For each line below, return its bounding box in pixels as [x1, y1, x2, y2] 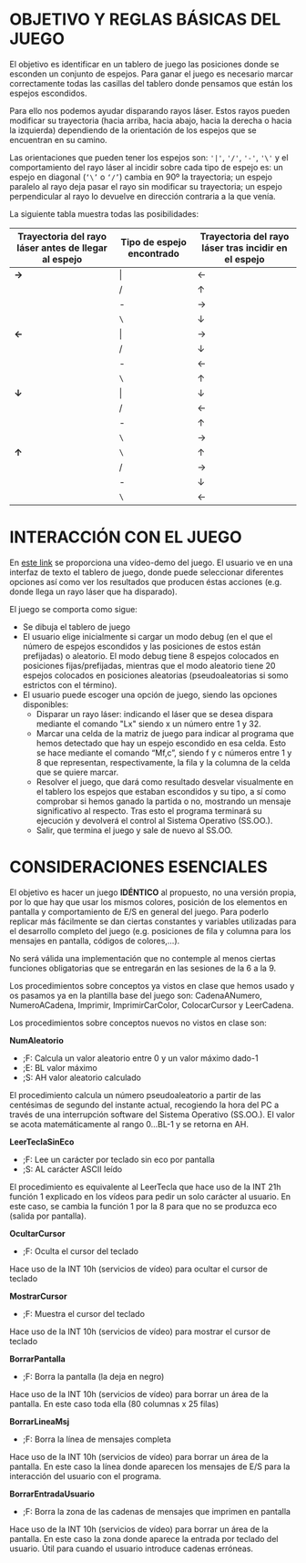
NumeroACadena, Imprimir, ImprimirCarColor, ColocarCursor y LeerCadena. [9, 999, 294, 1011]
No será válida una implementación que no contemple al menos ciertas [9, 952, 276, 963]
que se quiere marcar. [36, 766, 119, 777]
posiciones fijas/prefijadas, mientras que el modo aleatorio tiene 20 [22, 660, 276, 671]
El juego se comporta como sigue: [9, 603, 138, 614]
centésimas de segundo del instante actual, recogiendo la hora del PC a [9, 1099, 280, 1110]
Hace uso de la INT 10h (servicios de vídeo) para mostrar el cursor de [9, 1326, 271, 1337]
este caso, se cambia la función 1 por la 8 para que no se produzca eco [9, 1200, 278, 1211]
